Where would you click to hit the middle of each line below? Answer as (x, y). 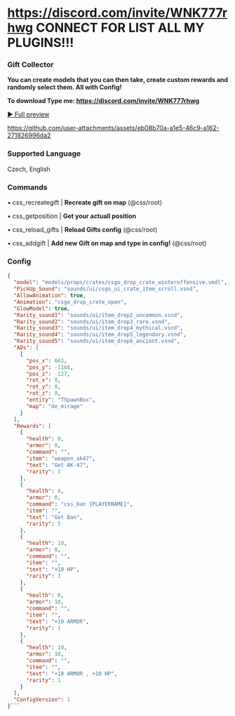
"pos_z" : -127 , (48, 374)
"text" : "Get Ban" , (54, 517)
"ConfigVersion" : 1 (42, 700)
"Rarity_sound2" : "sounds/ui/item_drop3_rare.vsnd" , (92, 322)
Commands (27, 187)
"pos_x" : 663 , (47, 360)
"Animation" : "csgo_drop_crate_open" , (70, 302)
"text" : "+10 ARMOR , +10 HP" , (72, 674)
